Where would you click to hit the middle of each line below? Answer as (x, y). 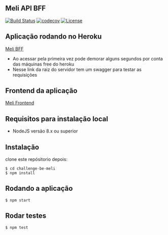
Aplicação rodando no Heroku (54, 37)
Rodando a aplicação (39, 189)
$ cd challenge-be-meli (30, 169)
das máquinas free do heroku (43, 64)
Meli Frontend (20, 103)
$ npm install (20, 173)
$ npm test (17, 227)
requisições (25, 75)
